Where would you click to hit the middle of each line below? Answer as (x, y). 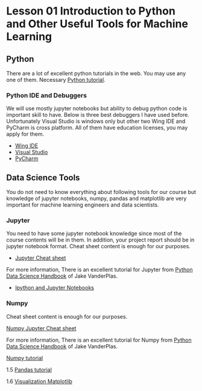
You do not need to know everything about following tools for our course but (101, 192)
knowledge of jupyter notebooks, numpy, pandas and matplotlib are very (96, 199)
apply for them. (25, 134)
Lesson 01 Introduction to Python (91, 11)
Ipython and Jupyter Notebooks (55, 288)
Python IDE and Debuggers (47, 95)
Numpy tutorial (25, 358)
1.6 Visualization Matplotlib (39, 381)
